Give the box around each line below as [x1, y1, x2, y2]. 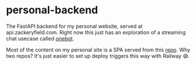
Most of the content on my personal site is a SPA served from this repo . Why [6, 46, 191, 53]
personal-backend [6, 3, 98, 17]
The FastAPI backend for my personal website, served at [6, 23, 143, 30]
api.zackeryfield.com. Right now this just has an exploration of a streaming [6, 28, 186, 35]
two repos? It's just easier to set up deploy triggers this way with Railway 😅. [6, 52, 190, 59]
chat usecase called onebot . [6, 35, 74, 42]
